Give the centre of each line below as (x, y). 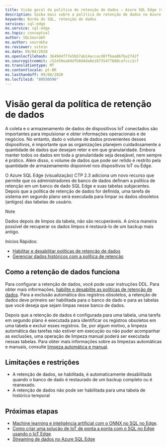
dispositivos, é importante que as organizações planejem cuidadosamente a (83, 144)
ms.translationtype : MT (30, 65)
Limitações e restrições (42, 362)
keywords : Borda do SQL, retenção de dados (51, 19)
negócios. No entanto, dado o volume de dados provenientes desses (76, 139)
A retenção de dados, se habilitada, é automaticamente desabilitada (82, 374)
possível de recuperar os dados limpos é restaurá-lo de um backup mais (80, 226)
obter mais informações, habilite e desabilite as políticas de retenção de (79, 289)
